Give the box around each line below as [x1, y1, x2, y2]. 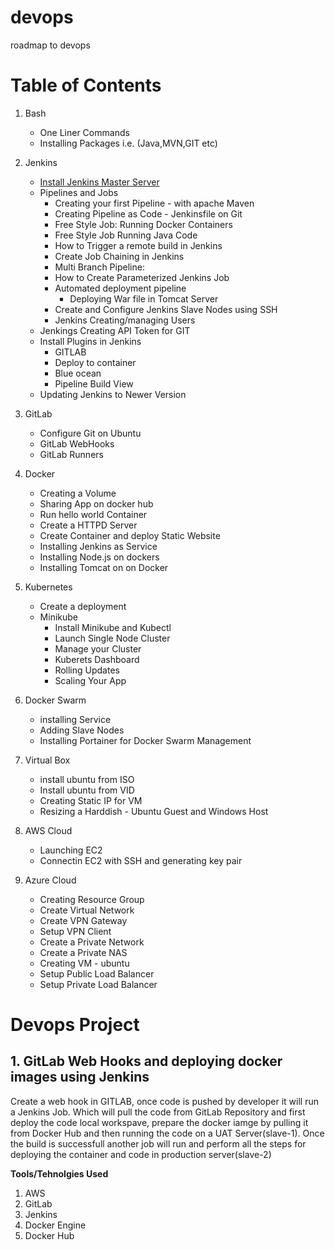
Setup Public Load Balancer [39, 967, 155, 980]
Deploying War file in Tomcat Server [69, 292, 219, 305]
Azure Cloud [24, 874, 77, 886]
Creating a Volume [39, 487, 117, 499]
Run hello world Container [39, 508, 148, 520]
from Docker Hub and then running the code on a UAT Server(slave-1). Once [10, 1127, 325, 1139]
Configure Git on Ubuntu [39, 427, 142, 439]
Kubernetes [24, 581, 73, 593]
